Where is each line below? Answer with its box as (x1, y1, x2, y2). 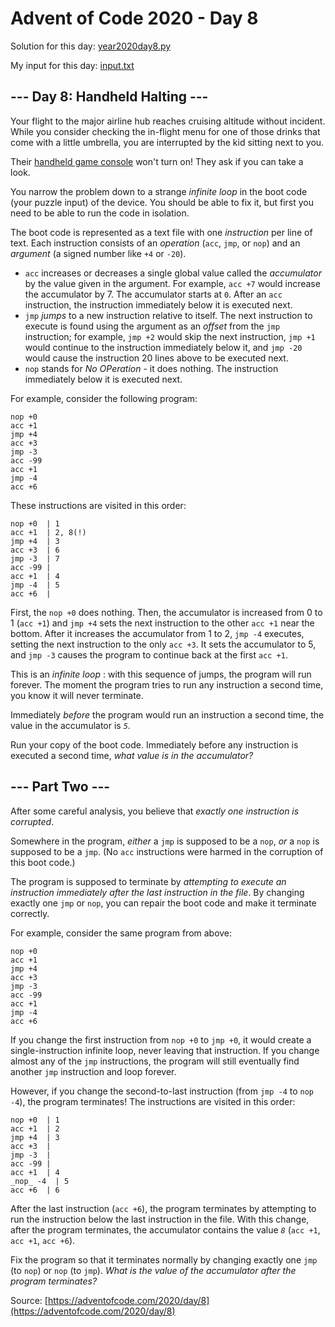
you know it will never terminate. (10, 689, 144, 701)
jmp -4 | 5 (10, 580, 60, 590)
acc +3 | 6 (10, 545, 60, 555)
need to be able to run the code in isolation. (10, 207, 190, 219)
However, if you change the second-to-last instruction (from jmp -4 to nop (10, 1085, 315, 1097)
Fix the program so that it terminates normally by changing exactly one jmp (10, 1253, 318, 1266)
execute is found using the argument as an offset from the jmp (24, 320, 281, 332)
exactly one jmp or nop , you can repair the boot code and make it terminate (10, 897, 317, 909)
